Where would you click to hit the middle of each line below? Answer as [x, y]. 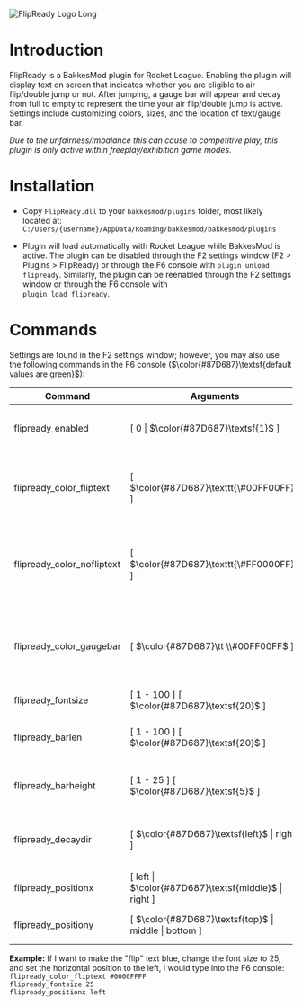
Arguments [215, 396]
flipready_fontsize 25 [52, 984]
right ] [142, 899]
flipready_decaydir [53, 839]
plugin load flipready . [66, 293]
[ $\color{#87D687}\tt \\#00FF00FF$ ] [212, 645]
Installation [52, 187]
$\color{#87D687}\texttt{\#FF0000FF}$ [215, 564]
